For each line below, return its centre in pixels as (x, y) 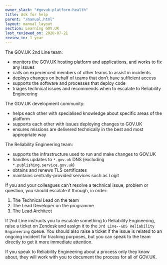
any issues (23, 67)
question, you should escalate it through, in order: (56, 190)
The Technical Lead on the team (45, 200)
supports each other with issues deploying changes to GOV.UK (77, 124)
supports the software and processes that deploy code (69, 83)
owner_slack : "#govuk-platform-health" (47, 10)
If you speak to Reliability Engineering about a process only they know (77, 251)
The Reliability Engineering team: (39, 144)
